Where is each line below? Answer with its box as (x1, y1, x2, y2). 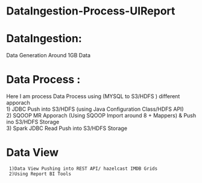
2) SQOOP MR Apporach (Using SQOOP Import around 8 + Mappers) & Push (6, 112, 197, 119)
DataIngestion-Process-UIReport (6, 4, 175, 18)
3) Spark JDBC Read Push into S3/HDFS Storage (6, 125, 128, 132)
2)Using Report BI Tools (8, 171, 71, 177)
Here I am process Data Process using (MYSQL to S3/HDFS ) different (6, 93, 180, 100)
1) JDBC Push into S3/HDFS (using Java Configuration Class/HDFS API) (6, 105, 184, 113)
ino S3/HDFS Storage (6, 119, 60, 126)
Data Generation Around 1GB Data (6, 52, 91, 59)
